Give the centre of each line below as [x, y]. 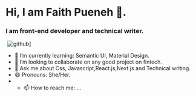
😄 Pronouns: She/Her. [42, 75]
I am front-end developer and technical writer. [75, 31]
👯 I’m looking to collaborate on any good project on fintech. [88, 62]
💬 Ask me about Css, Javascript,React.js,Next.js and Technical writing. [103, 68]
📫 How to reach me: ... [52, 88]
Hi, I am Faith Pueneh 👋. [66, 12]
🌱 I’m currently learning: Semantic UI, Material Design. [82, 56]
